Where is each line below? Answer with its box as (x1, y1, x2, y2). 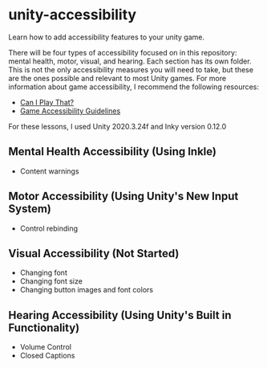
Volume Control (19, 342, 72, 352)
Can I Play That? (19, 97, 75, 107)
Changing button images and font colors (19, 285, 154, 295)
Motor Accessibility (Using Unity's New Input (8, 190, 239, 203)
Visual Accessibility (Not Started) (8, 247, 180, 260)
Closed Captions (19, 351, 75, 361)
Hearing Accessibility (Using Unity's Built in (8, 308, 232, 322)
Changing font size (19, 276, 83, 286)
